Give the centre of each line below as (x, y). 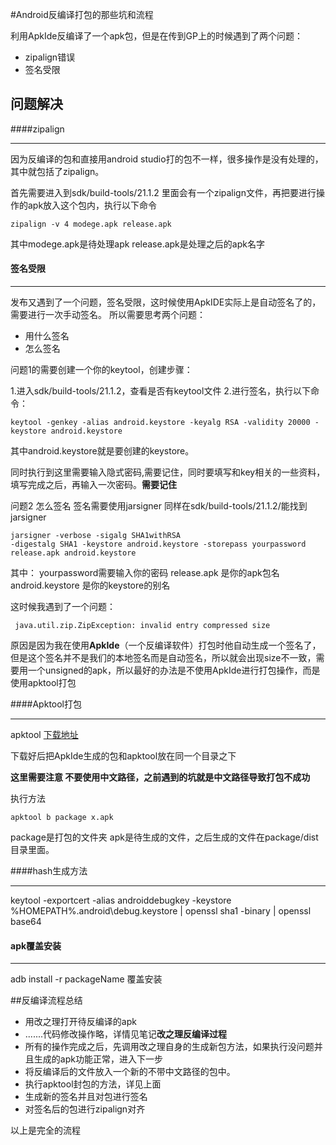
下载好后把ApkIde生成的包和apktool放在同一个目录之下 (123, 756)
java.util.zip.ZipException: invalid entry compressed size (142, 626)
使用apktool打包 (43, 683)
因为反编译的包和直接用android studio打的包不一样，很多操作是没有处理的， (167, 159)
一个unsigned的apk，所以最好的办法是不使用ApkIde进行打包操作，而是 (174, 670)
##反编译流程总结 (46, 1000)
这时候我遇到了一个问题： (63, 607)
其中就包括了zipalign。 (57, 171)
